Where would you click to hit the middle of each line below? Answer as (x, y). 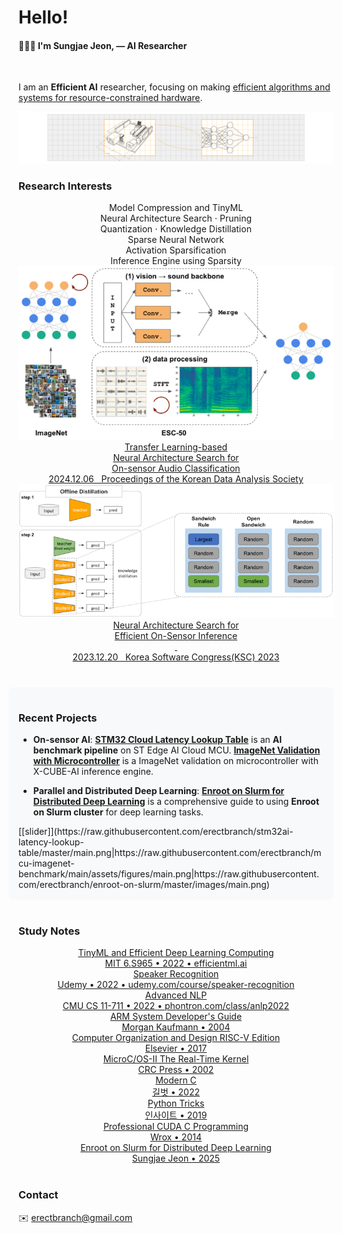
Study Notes (49, 931)
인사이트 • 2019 (176, 1115)
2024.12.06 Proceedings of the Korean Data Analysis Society (176, 479)
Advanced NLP (176, 995)
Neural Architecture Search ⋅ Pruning (176, 218)
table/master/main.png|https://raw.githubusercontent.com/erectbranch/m (170, 853)
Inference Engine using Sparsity (176, 261)
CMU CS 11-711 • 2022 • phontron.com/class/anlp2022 (176, 1006)
